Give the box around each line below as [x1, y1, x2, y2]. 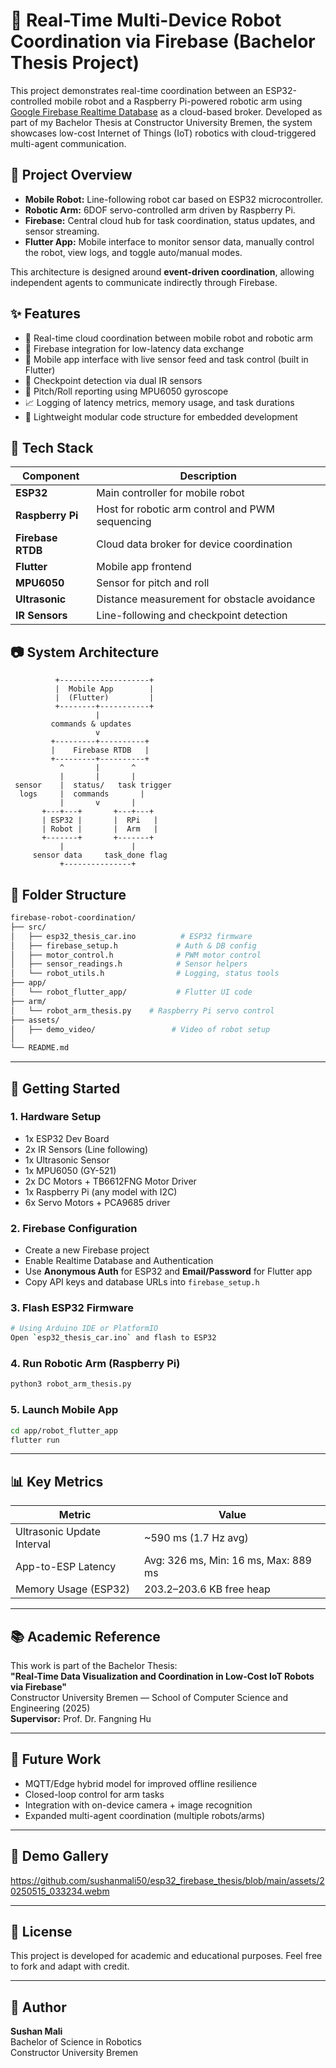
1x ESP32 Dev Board [24, 1132, 110, 1144]
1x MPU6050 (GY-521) [24, 1164, 117, 1176]
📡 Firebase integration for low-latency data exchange [24, 342, 245, 354]
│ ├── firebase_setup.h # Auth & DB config [10, 940, 257, 951]
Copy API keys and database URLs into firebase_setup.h [24, 1276, 260, 1288]
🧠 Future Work [10, 1751, 102, 1768]
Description [179, 469, 237, 483]
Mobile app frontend [96, 560, 192, 574]
